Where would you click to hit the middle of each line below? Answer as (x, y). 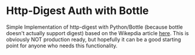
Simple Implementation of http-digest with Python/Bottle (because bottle (95, 27)
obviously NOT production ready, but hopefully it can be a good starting (94, 39)
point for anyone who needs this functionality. (62, 46)
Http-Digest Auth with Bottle (77, 11)
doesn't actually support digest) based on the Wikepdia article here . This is (97, 33)
